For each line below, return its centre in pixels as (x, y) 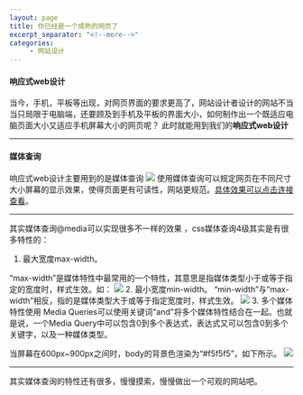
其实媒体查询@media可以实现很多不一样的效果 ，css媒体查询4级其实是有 (145, 228)
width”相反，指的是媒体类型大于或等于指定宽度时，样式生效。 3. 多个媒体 (151, 300)
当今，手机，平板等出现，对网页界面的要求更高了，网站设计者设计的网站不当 (151, 103)
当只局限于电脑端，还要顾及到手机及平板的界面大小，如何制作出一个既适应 (147, 115)
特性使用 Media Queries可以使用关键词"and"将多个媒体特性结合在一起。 (143, 311)
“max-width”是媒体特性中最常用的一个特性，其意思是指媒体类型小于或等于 (147, 278)
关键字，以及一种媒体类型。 (61, 334)
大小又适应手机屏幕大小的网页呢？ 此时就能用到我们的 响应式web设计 (161, 125)
